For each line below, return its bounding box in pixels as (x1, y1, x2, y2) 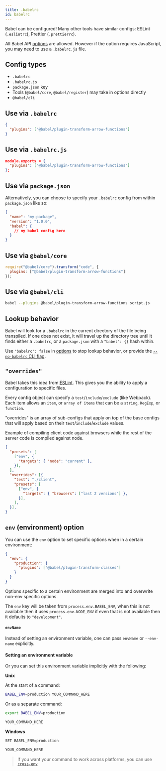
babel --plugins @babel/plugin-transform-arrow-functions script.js (5, 301, 150, 306)
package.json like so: (5, 200, 48, 206)
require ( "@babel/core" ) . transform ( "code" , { (5, 264, 99, 269)
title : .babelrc (5, 7, 39, 12)
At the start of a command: (5, 682, 60, 688)
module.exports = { (5, 158, 46, 163)
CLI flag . (28, 353, 46, 359)
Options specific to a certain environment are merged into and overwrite (5, 588, 153, 594)
